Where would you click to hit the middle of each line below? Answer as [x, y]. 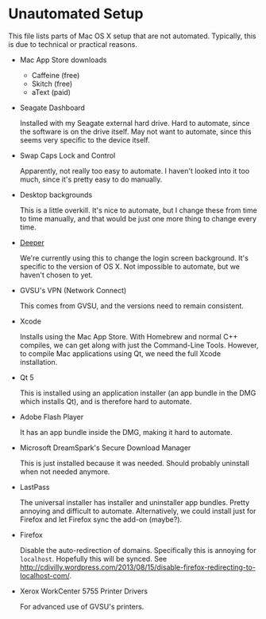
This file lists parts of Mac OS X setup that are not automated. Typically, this [132, 36]
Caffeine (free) [56, 75]
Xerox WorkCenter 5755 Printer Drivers [84, 591]
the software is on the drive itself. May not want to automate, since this [135, 131]
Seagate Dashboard [52, 108]
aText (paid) [51, 92]
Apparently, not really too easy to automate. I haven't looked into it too [135, 170]
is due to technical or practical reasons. [73, 44]
